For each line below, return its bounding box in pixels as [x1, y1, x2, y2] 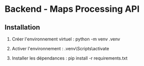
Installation [4, 23, 40, 32]
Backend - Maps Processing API [4, 3, 140, 15]
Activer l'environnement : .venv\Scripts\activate [11, 46, 110, 51]
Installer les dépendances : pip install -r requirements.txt [11, 55, 128, 61]
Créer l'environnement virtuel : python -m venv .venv [11, 36, 120, 42]
